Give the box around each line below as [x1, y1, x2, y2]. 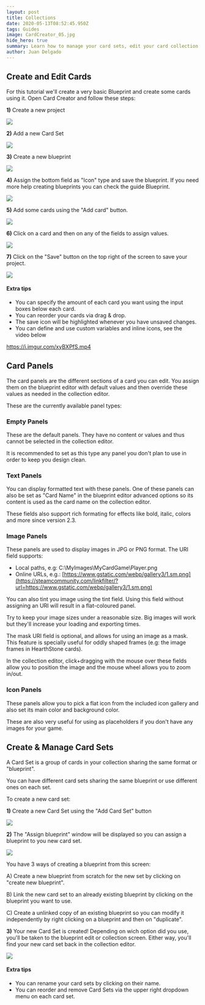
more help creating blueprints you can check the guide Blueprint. [6, 183, 170, 190]
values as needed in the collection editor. [6, 390, 110, 397]
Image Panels [6, 532, 48, 540]
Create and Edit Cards [6, 72, 92, 82]
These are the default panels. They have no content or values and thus [6, 431, 185, 438]
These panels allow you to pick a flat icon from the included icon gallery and [6, 699, 199, 707]
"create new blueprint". [6, 879, 65, 886]
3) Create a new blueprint [6, 153, 72, 160]
